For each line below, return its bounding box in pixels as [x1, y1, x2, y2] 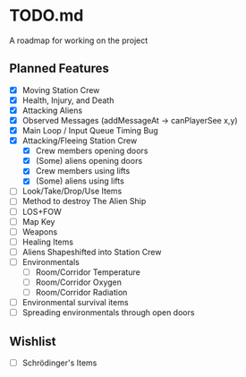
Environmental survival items [21, 297, 129, 308]
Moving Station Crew [21, 84, 100, 95]
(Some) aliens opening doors [35, 156, 143, 167]
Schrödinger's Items [21, 357, 98, 368]
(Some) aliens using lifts [35, 176, 125, 186]
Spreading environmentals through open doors [21, 307, 195, 318]
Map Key [21, 216, 55, 227]
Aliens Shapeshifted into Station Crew [21, 246, 162, 257]
